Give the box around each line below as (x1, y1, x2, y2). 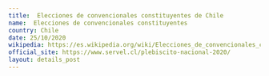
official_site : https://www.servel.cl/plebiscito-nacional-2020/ (8, 48, 231, 56)
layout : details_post (8, 56, 81, 64)
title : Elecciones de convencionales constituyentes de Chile (8, 11, 224, 20)
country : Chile (8, 26, 59, 34)
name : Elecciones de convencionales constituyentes (8, 19, 188, 27)
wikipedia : (8, 41, 45, 49)
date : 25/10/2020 (8, 33, 66, 42)
